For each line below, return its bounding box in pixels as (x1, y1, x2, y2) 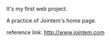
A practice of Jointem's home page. (6, 17, 96, 24)
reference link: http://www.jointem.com (6, 29, 105, 36)
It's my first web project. (6, 5, 68, 12)
